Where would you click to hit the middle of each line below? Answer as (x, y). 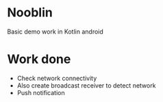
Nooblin (30, 13)
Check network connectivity (57, 78)
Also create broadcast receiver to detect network (86, 85)
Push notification (41, 92)
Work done (39, 59)
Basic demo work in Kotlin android (55, 31)
